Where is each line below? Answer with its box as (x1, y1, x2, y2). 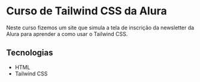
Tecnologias (6, 48, 53, 58)
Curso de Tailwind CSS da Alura (6, 4, 167, 18)
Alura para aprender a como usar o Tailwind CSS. (6, 30, 128, 37)
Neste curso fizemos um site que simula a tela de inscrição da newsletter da (6, 24, 195, 31)
